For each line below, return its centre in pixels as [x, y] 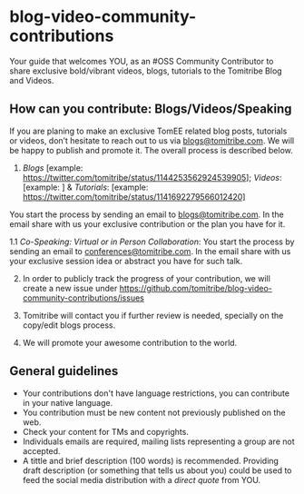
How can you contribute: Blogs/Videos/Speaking [151, 109]
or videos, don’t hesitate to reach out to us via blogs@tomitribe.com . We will [152, 140]
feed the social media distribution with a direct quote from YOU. [142, 479]
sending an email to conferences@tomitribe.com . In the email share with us [150, 251]
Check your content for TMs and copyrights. [105, 431]
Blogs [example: [53, 168]
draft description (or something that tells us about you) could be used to [157, 470]
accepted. [41, 450]
